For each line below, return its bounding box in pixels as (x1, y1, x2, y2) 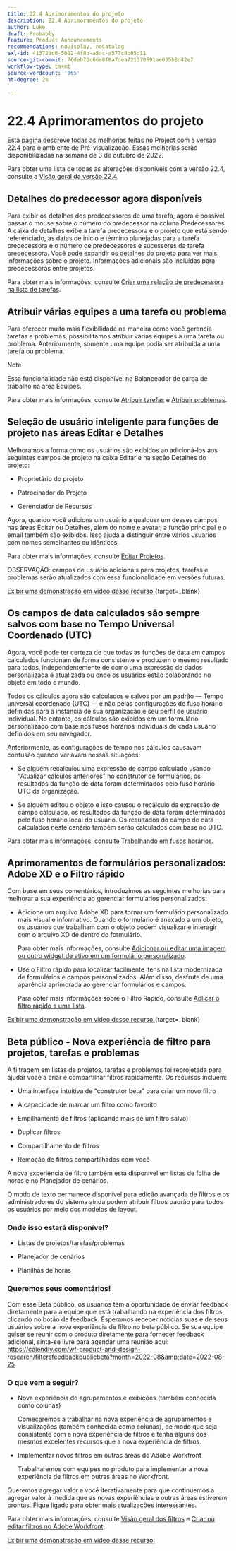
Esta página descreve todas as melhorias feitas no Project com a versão (7, 136, 217, 145)
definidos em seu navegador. (7, 729, 92, 738)
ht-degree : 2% (7, 76, 49, 83)
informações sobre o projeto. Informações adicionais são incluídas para (7, 256, 216, 265)
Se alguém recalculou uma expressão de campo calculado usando (17, 764, 211, 772)
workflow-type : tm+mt (7, 63, 71, 70)
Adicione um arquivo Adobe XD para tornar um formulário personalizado (17, 908, 228, 916)
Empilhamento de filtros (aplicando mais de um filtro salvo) (17, 1114, 189, 1123)
